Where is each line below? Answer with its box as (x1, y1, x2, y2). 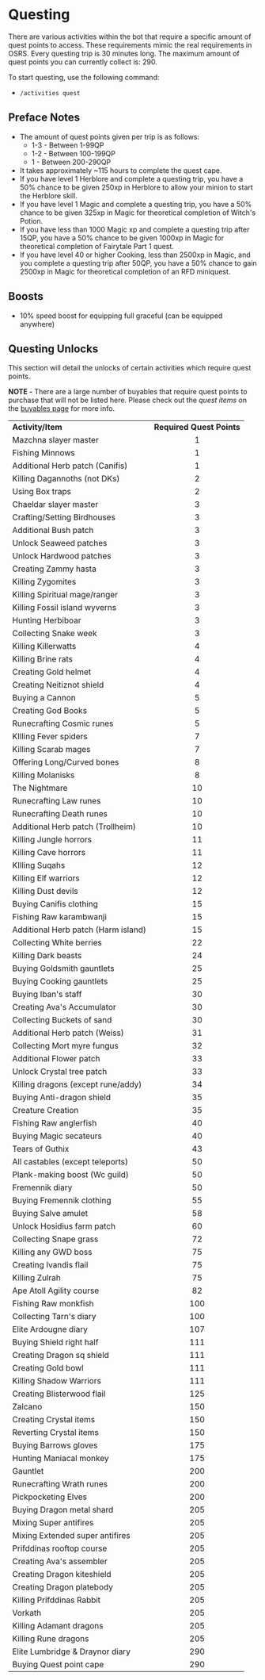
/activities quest (19, 89, 81, 97)
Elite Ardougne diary (12, 1324, 89, 1335)
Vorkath (12, 1608, 42, 1619)
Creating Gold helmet (12, 666, 92, 677)
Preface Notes (8, 111, 81, 125)
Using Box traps (12, 486, 72, 497)
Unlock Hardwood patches (12, 550, 112, 562)
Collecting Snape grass (12, 1233, 99, 1245)
